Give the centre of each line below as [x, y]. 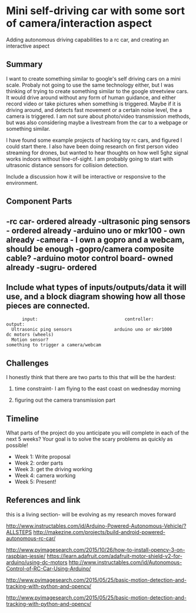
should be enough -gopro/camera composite [90, 249]
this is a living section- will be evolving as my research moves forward [91, 514]
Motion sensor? [30, 340]
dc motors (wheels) [30, 335]
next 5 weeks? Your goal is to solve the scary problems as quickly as [89, 439]
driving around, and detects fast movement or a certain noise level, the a [94, 110]
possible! [17, 445]
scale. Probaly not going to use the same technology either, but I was [90, 85]
